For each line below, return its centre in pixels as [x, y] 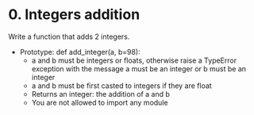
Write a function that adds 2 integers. [69, 36]
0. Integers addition [74, 15]
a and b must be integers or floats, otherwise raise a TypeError [134, 60]
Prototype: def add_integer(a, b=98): [80, 52]
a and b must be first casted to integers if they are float [121, 86]
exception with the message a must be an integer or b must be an [139, 68]
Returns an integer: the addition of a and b [101, 94]
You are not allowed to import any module [100, 102]
